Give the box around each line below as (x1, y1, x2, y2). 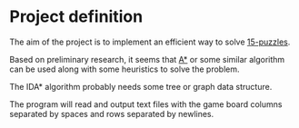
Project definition (9, 6, 144, 27)
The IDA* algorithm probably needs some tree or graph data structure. (9, 81, 273, 92)
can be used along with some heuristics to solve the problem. (9, 64, 240, 74)
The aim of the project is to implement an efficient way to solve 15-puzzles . (9, 36, 291, 47)
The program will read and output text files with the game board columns (9, 98, 283, 110)
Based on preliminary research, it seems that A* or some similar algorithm (9, 54, 285, 64)
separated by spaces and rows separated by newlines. (9, 108, 214, 119)
